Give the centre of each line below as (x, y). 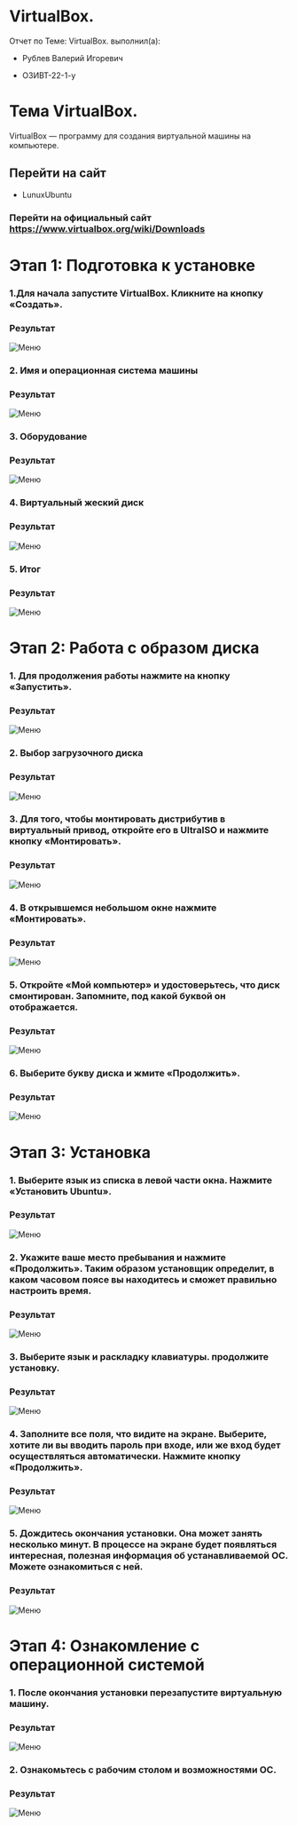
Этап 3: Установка (80, 1152)
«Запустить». (41, 687)
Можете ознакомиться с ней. (76, 1567)
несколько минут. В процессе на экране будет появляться (143, 1544)
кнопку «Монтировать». (65, 841)
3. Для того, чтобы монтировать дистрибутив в (117, 819)
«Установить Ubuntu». (61, 1191)
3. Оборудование (48, 437)
